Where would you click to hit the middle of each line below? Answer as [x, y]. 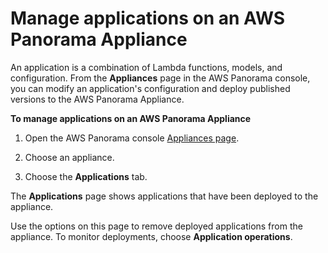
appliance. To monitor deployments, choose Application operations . [151, 236]
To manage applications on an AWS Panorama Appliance [131, 118]
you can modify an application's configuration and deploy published [150, 88]
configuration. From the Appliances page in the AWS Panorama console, [160, 78]
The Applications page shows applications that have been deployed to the [164, 196]
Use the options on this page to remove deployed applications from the [156, 226]
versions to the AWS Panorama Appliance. [97, 99]
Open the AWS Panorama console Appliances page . [132, 138]
